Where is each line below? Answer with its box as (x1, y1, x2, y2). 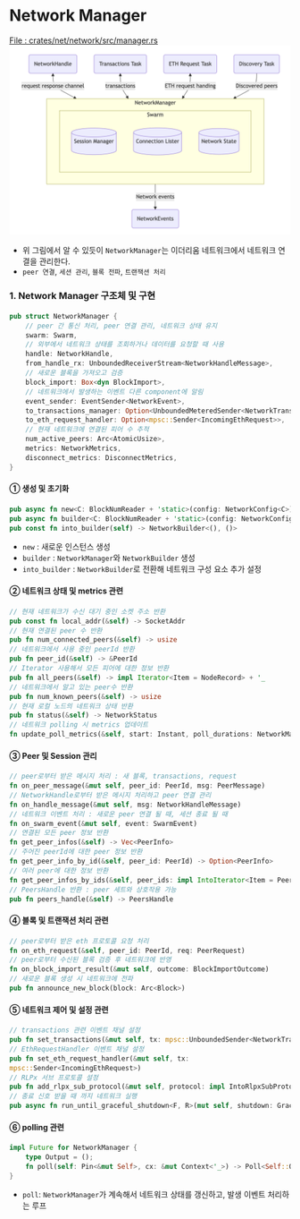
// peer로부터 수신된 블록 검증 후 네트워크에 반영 (9, 955, 171, 965)
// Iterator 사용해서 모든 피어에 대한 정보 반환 (9, 664, 170, 673)
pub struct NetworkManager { (9, 311, 118, 320)
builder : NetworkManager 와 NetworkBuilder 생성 (21, 552, 196, 563)
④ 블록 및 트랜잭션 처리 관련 (9, 915, 109, 926)
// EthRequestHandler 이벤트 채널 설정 (9, 1044, 145, 1053)
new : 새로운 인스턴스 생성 (21, 541, 111, 551)
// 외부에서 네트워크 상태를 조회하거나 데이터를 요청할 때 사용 (25, 340, 225, 349)
